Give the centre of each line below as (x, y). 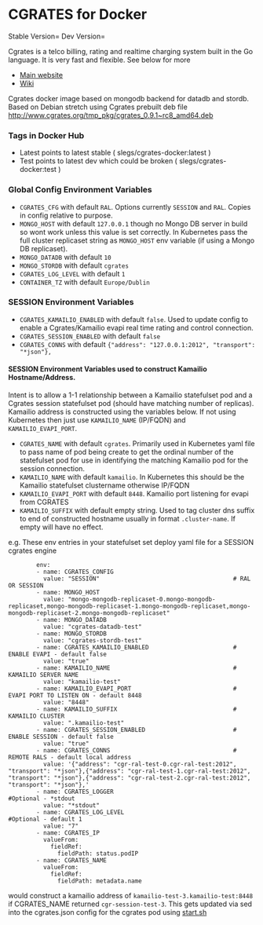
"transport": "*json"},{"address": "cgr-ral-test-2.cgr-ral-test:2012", (130, 778)
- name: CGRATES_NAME (72, 861)
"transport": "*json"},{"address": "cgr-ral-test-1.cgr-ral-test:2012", (130, 771)
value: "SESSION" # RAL (147, 579)
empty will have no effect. (61, 527)
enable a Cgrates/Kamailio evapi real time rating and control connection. (136, 327)
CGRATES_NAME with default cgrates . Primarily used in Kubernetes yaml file (137, 444)
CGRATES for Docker (78, 15)
